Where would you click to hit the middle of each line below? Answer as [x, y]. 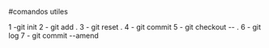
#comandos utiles [38, 12]
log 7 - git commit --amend [53, 36]
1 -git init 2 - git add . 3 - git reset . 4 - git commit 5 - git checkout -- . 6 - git [135, 27]
